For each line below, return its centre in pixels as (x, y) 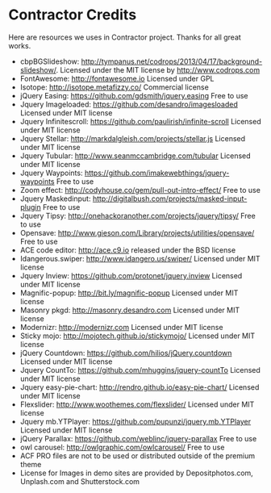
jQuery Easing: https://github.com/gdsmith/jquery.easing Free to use (134, 95)
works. (20, 45)
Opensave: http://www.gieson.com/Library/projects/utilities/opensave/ (137, 232)
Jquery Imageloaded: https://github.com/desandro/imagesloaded (129, 104)
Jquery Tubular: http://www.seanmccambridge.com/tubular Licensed (135, 156)
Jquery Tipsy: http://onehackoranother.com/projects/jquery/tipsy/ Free (138, 215)
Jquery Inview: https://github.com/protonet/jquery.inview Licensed (131, 275)
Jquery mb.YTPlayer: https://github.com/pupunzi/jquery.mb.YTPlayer (135, 421)
